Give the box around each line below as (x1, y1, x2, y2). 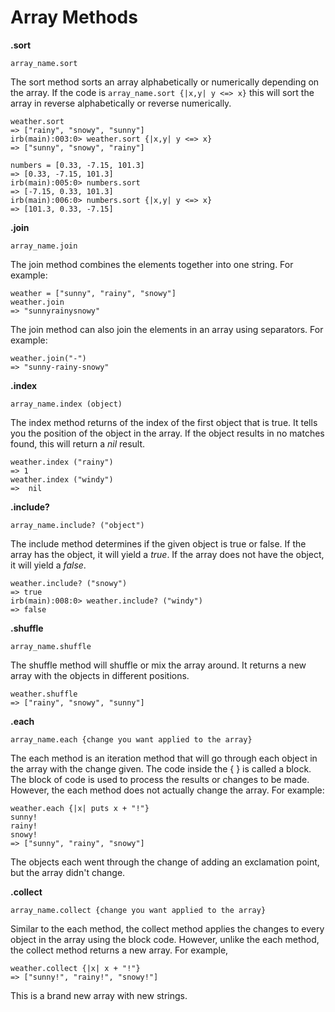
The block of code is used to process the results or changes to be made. (10, 773, 310, 785)
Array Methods (10, 6, 138, 29)
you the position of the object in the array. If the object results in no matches (10, 427, 325, 439)
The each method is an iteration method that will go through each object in (10, 752, 318, 764)
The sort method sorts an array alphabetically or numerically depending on (10, 76, 320, 88)
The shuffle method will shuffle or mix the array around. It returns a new (10, 659, 307, 671)
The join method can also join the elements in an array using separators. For (10, 323, 324, 335)
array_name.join (10, 241, 78, 251)
